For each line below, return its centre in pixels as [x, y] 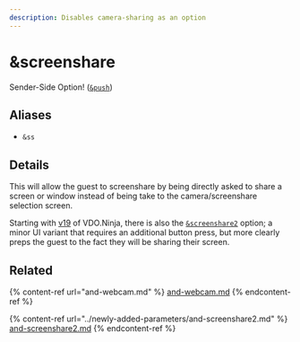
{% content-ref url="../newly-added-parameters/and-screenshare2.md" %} [149, 319]
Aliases [30, 114]
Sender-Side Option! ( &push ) [61, 87]
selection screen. [41, 206]
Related [31, 270]
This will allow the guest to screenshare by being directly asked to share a [146, 187]
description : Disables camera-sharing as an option [107, 18]
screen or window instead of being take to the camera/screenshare [133, 196]
